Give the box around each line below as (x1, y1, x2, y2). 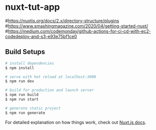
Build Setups (5, 48, 46, 56)
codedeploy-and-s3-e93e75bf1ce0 (5, 33, 77, 39)
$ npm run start (5, 97, 39, 102)
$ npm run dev (5, 79, 35, 84)
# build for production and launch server (5, 88, 94, 93)
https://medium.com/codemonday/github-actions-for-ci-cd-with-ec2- (7, 28, 151, 34)
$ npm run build (5, 93, 39, 97)
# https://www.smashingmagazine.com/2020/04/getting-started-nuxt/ (5, 23, 149, 29)
